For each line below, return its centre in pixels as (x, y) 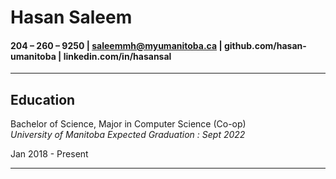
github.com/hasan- (265, 45)
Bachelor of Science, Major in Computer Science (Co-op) (128, 124)
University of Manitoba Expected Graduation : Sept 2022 (128, 135)
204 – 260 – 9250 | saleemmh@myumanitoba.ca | (116, 45)
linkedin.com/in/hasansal (117, 56)
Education (43, 99)
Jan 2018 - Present (49, 154)
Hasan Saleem (71, 17)
